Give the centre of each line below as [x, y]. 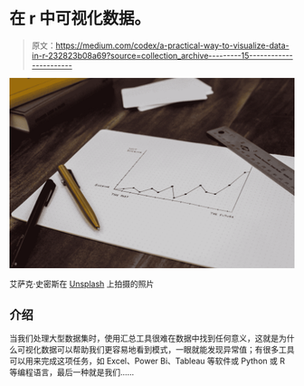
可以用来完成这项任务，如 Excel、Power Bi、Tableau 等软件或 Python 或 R [147, 361]
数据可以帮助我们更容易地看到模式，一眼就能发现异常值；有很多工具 [167, 350]
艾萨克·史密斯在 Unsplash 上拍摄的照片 [82, 284]
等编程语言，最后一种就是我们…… [72, 372]
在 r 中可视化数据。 [80, 19]
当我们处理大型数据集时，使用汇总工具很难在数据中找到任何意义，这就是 [144, 338]
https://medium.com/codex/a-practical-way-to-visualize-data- [172, 45]
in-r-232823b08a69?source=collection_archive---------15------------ [162, 55]
